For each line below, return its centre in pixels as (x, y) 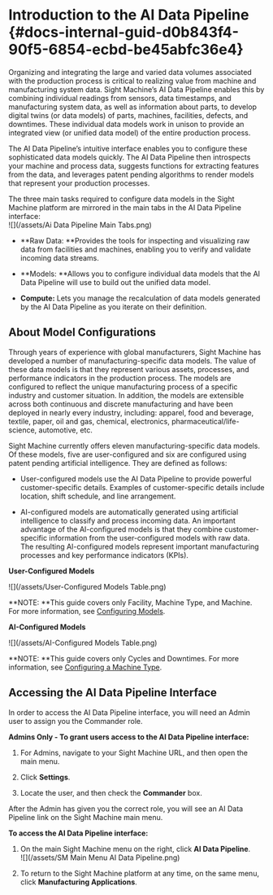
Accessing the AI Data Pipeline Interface (113, 693)
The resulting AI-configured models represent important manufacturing (139, 546)
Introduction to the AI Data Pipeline (129, 15)
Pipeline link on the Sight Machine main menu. (86, 817)
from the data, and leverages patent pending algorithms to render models (131, 174)
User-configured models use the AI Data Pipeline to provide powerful (136, 479)
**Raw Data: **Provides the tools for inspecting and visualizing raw (135, 240)
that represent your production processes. (79, 183)
